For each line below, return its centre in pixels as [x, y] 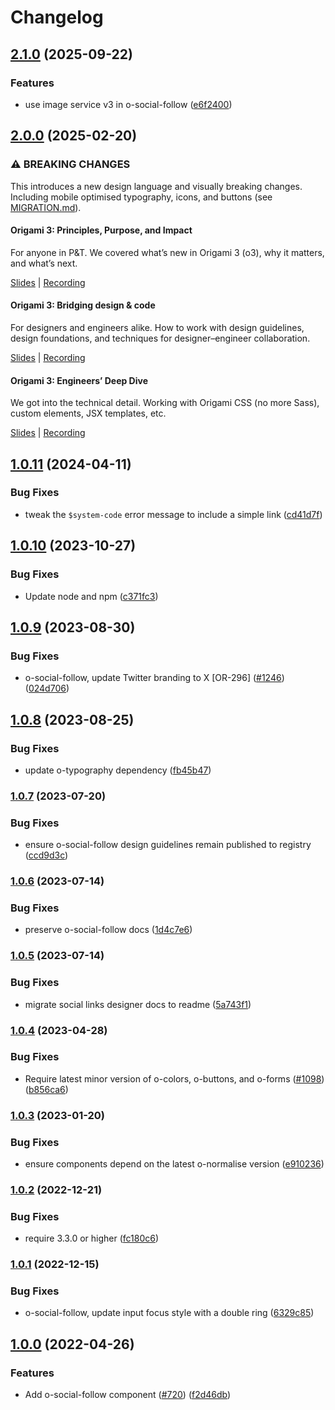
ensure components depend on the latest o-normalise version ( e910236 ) [174, 1164]
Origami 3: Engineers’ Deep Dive [79, 380]
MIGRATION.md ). [46, 207]
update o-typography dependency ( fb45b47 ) [118, 770]
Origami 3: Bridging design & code [83, 305]
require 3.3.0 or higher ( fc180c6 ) [92, 1238]
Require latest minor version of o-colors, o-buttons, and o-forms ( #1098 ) [174, 1078]
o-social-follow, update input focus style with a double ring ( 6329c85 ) [169, 1313]
